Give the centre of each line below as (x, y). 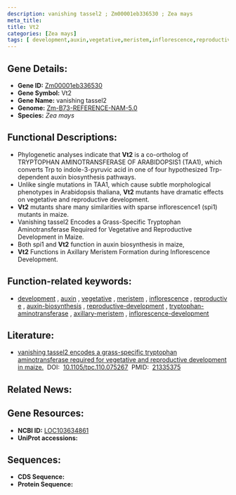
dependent (33, 177)
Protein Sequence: (45, 484)
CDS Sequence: (41, 477)
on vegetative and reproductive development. (83, 199)
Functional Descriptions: (62, 138)
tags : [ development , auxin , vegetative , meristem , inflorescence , (102, 40)
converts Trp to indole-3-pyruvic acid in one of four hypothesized (113, 169)
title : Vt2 (23, 27)
